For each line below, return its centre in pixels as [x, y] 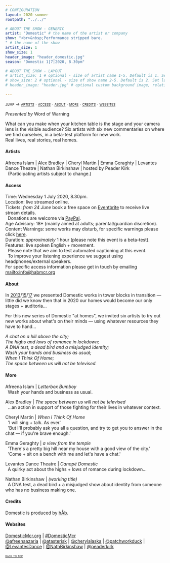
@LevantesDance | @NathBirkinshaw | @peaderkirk [59, 547]
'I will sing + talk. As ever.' [34, 422]
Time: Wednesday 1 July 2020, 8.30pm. [47, 197]
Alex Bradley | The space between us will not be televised [65, 402]
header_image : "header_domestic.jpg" [45, 57]
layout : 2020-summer [27, 15]
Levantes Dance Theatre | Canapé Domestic [52, 464]
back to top [14, 556]
